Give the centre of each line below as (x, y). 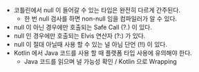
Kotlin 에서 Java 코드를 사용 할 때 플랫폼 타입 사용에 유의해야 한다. (103, 53)
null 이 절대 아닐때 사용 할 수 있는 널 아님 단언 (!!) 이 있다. (91, 44)
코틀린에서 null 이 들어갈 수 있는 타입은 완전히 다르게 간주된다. (97, 10)
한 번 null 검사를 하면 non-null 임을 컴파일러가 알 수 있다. (101, 19)
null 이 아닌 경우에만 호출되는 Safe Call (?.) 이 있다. (83, 27)
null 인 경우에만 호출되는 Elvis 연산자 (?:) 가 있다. (79, 36)
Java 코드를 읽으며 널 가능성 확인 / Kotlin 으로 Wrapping (101, 61)
